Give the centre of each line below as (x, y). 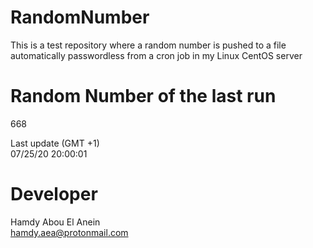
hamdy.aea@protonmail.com (69, 232)
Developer (54, 194)
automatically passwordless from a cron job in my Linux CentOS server (156, 55)
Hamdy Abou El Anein (55, 222)
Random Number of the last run (143, 96)
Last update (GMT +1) (55, 143)
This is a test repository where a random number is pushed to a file (148, 45)
